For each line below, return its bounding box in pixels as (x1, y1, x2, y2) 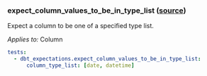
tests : (7, 49, 27, 56)
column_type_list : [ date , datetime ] (26, 62, 135, 69)
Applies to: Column (7, 35, 63, 44)
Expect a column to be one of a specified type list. (7, 22, 155, 30)
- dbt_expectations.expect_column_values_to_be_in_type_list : (13, 56, 201, 63)
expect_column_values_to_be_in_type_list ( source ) (7, 6, 186, 15)
